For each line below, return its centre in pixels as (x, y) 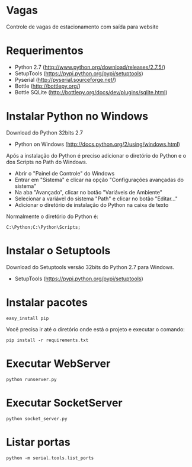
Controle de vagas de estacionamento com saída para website (82, 27)
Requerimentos (45, 51)
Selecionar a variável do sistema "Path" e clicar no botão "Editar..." (96, 199)
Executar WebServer (58, 364)
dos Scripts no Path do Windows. (47, 162)
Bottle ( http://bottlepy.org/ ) (48, 86)
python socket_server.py (37, 418)
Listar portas (38, 442)
